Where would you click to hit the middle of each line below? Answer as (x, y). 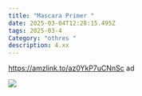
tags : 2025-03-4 (35, 30)
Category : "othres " (43, 38)
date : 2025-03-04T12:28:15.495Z (62, 23)
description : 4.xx (39, 46)
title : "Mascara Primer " (51, 16)
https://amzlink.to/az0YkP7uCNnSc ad (71, 68)
